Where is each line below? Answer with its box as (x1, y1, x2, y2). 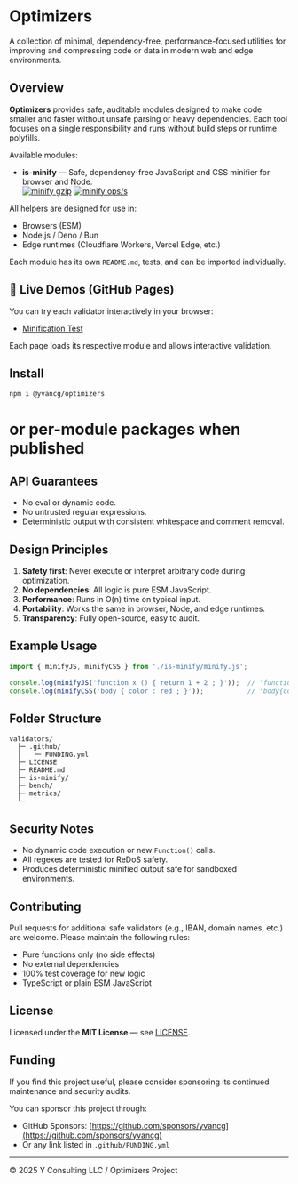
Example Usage (9, 639, 98, 654)
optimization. (21, 576, 70, 586)
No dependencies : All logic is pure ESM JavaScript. (21, 584, 212, 595)
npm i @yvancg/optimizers (9, 390, 105, 399)
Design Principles (9, 542, 109, 557)
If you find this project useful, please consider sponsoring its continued (9, 1076, 270, 1087)
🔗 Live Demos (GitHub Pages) (9, 282, 175, 297)
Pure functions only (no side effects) (21, 949, 156, 960)
